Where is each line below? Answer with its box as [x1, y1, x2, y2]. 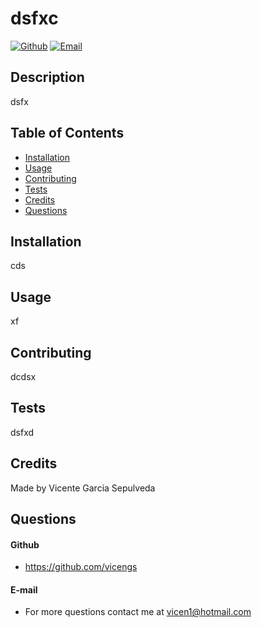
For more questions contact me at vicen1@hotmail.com [24, 606, 252, 618]
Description [10, 69, 85, 86]
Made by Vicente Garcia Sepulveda [10, 482, 156, 494]
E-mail [10, 583, 38, 596]
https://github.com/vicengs [24, 561, 138, 573]
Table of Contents [10, 125, 125, 142]
